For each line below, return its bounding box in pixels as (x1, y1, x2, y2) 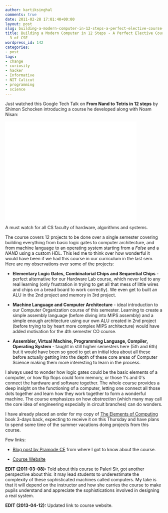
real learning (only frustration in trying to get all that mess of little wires (12, 281, 159, 287)
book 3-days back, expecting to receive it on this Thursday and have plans (5, 416, 159, 422)
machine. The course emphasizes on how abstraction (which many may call (5, 395, 162, 402)
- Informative (5, 73, 35, 78)
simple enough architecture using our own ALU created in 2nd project (12, 318, 156, 324)
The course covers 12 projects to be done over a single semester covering (5, 234, 158, 240)
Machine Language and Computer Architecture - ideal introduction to (12, 301, 158, 307)
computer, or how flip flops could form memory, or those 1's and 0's (5, 374, 145, 380)
